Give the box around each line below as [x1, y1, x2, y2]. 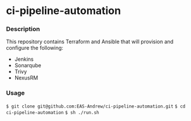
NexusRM [14, 74, 39, 81]
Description [6, 25, 40, 33]
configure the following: [6, 44, 64, 51]
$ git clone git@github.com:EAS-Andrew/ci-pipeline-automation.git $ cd [6, 103, 186, 109]
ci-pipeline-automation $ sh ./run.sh [6, 109, 99, 115]
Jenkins [14, 56, 34, 63]
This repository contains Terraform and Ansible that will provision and [6, 38, 174, 45]
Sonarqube [14, 62, 41, 69]
